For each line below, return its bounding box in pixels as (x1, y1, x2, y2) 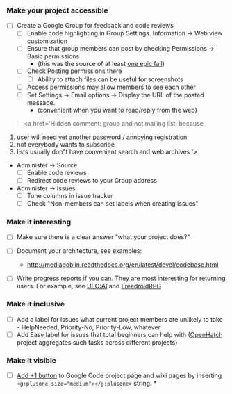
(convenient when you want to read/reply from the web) (37, 106, 197, 114)
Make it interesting (6, 217, 72, 227)
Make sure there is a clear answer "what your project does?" (16, 233, 190, 241)
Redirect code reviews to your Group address (26, 176, 158, 184)
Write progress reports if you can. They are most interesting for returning (16, 274, 226, 283)
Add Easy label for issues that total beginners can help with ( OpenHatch (16, 330, 223, 338)
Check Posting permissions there (26, 67, 122, 75)
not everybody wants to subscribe (16, 140, 115, 148)
